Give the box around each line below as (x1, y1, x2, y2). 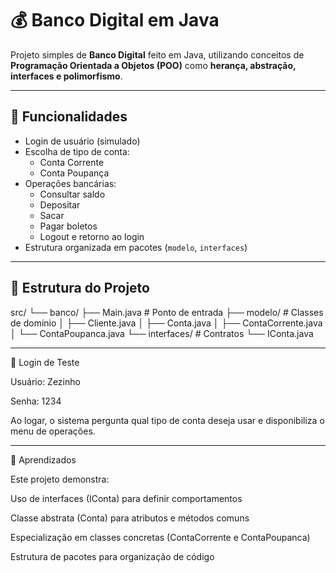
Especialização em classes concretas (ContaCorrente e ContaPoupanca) (10, 531, 311, 543)
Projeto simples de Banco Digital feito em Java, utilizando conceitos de (10, 48, 305, 61)
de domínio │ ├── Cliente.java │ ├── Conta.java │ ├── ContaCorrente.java (10, 317, 323, 329)
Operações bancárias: (24, 177, 117, 189)
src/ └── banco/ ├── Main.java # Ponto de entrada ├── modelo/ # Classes (10, 306, 324, 318)
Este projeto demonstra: (10, 473, 110, 485)
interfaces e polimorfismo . (10, 70, 123, 82)
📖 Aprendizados (10, 453, 77, 466)
